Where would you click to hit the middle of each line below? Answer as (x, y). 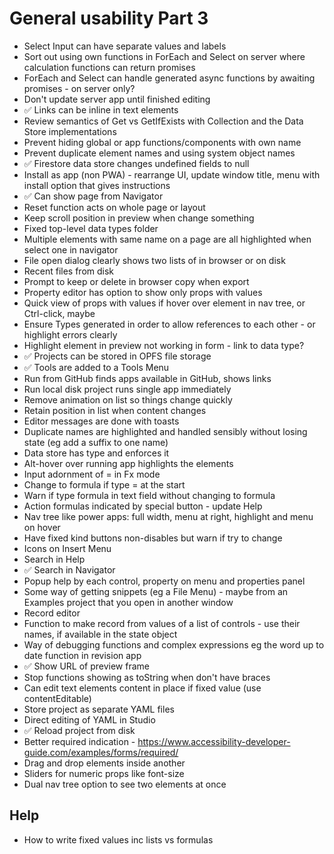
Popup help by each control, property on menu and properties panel (164, 581)
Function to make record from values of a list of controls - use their (162, 623)
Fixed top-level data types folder (91, 228)
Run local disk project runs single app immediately (127, 389)
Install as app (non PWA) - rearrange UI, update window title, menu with (172, 174)
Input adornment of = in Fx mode (92, 474)
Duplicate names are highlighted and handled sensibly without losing (165, 431)
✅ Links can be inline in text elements (101, 109)
